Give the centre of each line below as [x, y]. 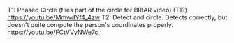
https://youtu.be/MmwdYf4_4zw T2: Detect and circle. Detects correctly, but [117, 17]
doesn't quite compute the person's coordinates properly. [90, 25]
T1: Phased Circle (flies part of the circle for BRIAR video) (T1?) [97, 10]
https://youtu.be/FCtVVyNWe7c [53, 32]
